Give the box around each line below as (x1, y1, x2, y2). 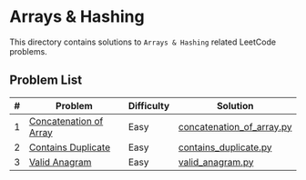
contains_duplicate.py (178, 141, 272, 154)
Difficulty (127, 99, 170, 112)
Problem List (9, 73, 83, 88)
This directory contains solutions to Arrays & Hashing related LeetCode (9, 36, 276, 47)
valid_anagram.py (178, 155, 254, 168)
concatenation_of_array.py (178, 120, 292, 133)
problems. (9, 45, 47, 56)
